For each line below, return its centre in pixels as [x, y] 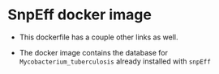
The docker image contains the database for [93, 52]
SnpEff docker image [79, 15]
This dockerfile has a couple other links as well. [99, 37]
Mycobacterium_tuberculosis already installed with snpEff [115, 61]
